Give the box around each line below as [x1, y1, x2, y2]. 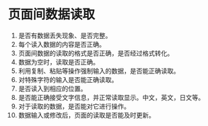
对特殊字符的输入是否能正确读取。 [18, 75, 118, 84]
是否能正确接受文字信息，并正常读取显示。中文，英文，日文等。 [18, 93, 204, 101]
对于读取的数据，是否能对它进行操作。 [18, 102, 130, 110]
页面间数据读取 [8, 6, 96, 23]
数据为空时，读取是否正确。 [18, 57, 100, 66]
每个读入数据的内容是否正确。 [18, 40, 105, 48]
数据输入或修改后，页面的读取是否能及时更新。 [18, 110, 155, 119]
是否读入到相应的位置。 [18, 84, 87, 93]
